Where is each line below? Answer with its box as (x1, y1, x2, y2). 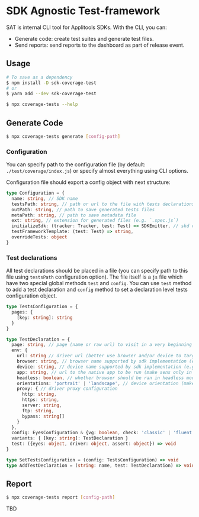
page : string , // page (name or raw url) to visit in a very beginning (11, 342, 192, 348)
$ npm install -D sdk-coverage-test (6, 80, 97, 86)
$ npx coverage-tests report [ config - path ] (6, 495, 115, 500)
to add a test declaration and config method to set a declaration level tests (6, 286, 188, 293)
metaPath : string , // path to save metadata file (11, 212, 136, 218)
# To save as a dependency (6, 74, 73, 80)
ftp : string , (21, 408, 54, 413)
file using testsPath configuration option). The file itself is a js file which (6, 273, 183, 280)
